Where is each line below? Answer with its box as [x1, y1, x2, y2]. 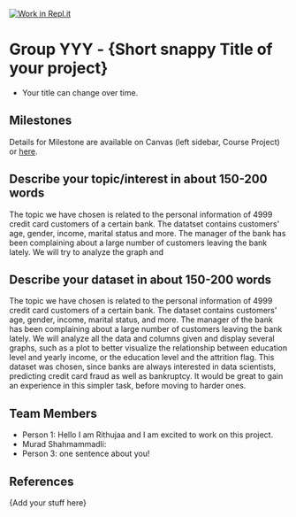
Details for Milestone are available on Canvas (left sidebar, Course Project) [9, 136, 280, 147]
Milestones [9, 113, 72, 128]
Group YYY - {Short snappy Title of [9, 40, 273, 59]
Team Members [9, 405, 97, 421]
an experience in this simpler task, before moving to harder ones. [9, 381, 247, 391]
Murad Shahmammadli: [21, 439, 107, 450]
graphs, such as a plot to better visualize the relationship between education [9, 343, 288, 353]
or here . [9, 146, 38, 157]
